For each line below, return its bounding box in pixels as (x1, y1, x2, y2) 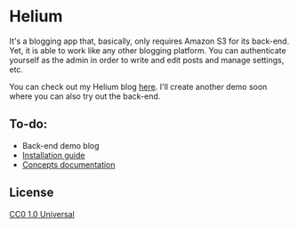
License (9, 185, 54, 200)
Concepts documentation (21, 159, 116, 170)
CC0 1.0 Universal (9, 208, 76, 219)
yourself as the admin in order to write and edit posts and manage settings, (9, 54, 285, 65)
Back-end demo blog (21, 140, 100, 151)
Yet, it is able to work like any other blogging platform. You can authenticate (9, 45, 286, 55)
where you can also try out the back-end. (9, 91, 161, 102)
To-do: (9, 117, 48, 132)
